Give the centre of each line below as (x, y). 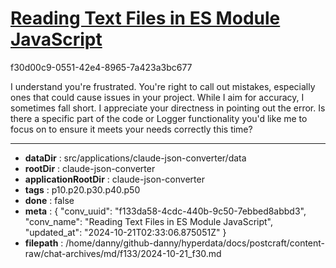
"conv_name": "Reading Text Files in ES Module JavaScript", (149, 221)
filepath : (44, 243)
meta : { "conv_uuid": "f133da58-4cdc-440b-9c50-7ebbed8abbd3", (165, 211)
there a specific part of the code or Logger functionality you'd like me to (159, 118)
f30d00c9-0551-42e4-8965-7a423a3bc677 (101, 67)
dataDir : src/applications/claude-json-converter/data (135, 158)
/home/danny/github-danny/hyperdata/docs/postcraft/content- (195, 243)
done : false (49, 200)
